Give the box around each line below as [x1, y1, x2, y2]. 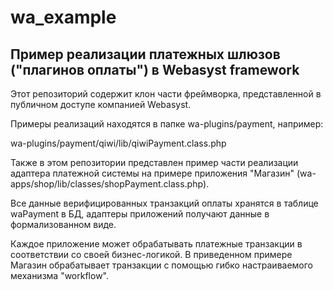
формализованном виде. [10, 219, 117, 230]
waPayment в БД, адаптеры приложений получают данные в [10, 208, 270, 220]
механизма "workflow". [10, 270, 110, 281]
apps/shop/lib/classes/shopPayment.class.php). [10, 178, 210, 190]
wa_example [10, 6, 117, 29]
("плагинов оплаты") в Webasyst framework [10, 61, 300, 78]
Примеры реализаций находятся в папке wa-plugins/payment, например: [10, 118, 324, 130]
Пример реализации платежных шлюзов [10, 46, 281, 63]
